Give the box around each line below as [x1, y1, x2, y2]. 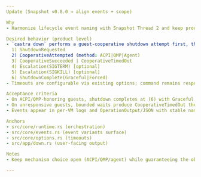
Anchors [6, 118, 26, 124]
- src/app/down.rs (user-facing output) [6, 141, 109, 147]
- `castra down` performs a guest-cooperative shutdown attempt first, [6, 41, 188, 48]
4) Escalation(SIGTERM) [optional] [11, 63, 100, 69]
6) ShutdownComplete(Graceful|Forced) [11, 74, 109, 80]
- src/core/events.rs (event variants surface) [6, 129, 127, 135]
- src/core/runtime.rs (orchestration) [6, 123, 106, 130]
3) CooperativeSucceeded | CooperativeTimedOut [11, 58, 133, 64]
